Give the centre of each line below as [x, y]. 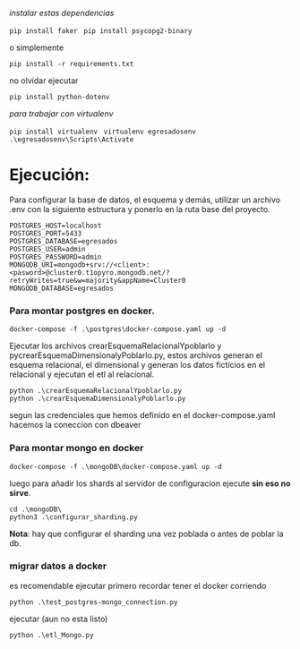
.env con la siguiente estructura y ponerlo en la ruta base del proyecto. [140, 209]
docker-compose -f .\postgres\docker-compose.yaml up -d [118, 329]
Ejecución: [50, 175]
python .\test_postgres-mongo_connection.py [94, 602]
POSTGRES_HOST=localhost [56, 226]
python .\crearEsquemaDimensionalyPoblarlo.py [98, 399]
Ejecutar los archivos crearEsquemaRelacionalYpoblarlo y [116, 346]
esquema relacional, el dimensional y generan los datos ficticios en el [137, 365]
